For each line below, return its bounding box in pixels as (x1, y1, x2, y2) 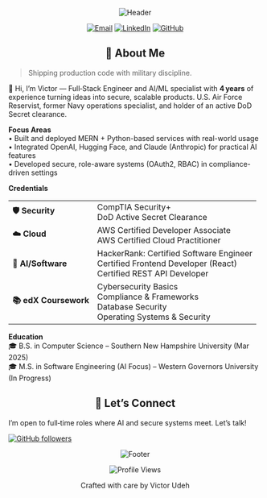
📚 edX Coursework (12, 295, 90, 306)
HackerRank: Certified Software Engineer (97, 247, 253, 259)
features (8, 150, 36, 160)
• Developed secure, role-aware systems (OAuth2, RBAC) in (8, 159, 207, 168)
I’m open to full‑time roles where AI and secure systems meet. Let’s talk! (8, 417, 247, 427)
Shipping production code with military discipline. (27, 68, 192, 77)
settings (31, 168, 58, 177)
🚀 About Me (105, 47, 166, 60)
